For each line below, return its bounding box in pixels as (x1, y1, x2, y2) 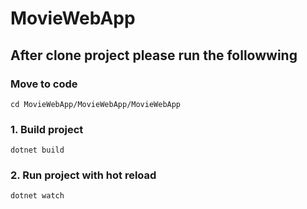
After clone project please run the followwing (10, 47, 298, 64)
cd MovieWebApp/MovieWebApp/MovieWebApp (10, 99, 182, 109)
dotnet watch (10, 191, 65, 201)
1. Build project (10, 122, 84, 136)
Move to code (10, 77, 78, 91)
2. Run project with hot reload (10, 168, 157, 182)
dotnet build (10, 145, 65, 156)
